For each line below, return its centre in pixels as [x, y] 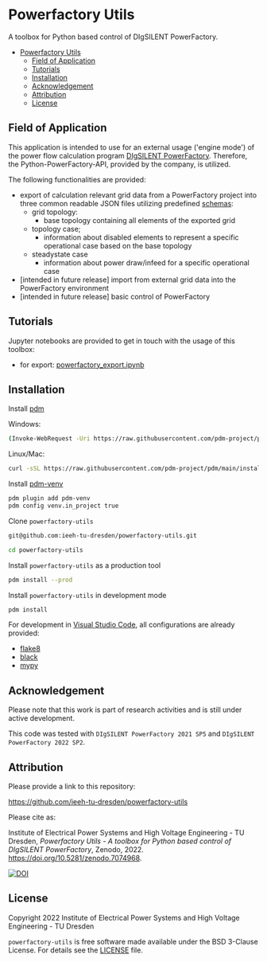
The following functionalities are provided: [77, 179]
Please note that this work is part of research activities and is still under [125, 710]
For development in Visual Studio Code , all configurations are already [122, 625]
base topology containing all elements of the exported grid [139, 220]
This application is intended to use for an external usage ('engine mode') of [132, 147]
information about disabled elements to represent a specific [141, 237]
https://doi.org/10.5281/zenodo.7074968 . [75, 858]
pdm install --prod [41, 580]
